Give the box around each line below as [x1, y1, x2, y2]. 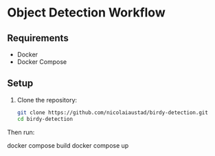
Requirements [7, 32, 69, 44]
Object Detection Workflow [7, 5, 166, 21]
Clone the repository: [16, 96, 78, 104]
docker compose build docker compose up [7, 141, 129, 149]
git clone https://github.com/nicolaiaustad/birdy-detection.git [16, 109, 208, 116]
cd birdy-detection [16, 115, 73, 122]
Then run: [7, 128, 35, 136]
